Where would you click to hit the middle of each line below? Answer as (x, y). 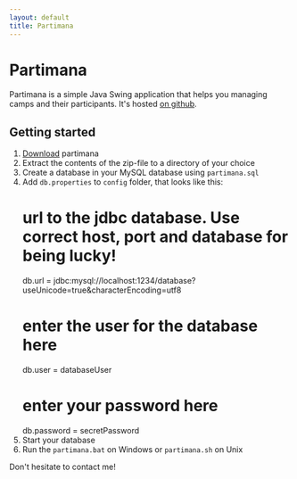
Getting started (53, 132)
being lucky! (69, 256)
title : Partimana (41, 26)
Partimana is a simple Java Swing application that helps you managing (138, 95)
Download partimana (61, 153)
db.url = (37, 281)
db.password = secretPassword (81, 431)
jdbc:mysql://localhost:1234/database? (124, 281)
